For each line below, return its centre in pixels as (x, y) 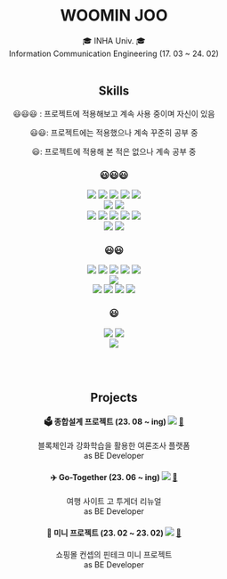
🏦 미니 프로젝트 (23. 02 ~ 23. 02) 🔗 (114, 533)
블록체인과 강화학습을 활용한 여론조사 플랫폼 (114, 445)
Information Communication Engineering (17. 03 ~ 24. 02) (114, 53)
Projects (114, 398)
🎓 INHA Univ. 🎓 (114, 40)
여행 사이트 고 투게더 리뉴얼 (114, 502)
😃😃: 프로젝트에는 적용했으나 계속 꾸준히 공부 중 (114, 132)
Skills (114, 91)
